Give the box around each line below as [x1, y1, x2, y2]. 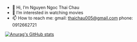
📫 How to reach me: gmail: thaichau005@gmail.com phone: [12, 15, 133, 21]
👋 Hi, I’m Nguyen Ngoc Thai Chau [12, 5, 79, 10]
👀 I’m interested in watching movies [12, 10, 84, 15]
